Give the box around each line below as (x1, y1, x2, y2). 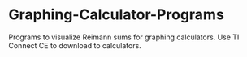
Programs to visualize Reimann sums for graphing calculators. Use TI (8, 32, 240, 42)
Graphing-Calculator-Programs (8, 6, 225, 24)
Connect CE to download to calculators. (8, 40, 142, 50)
